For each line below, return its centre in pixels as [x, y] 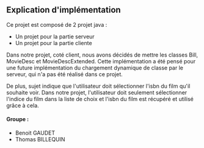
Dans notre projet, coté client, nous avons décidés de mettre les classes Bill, [102, 55]
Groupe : [18, 119]
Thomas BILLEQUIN [40, 139]
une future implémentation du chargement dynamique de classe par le [95, 68]
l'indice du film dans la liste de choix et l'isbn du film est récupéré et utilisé [100, 99]
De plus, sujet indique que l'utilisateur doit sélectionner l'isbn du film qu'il [98, 86]
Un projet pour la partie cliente [54, 43]
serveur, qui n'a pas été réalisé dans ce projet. [65, 74]
